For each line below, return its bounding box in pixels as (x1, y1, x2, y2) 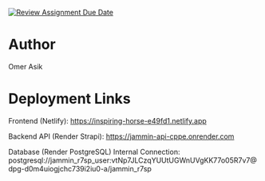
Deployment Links (8, 90, 131, 108)
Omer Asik (8, 61, 43, 71)
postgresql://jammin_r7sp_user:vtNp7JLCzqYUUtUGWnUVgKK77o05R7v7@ (8, 155, 257, 165)
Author (8, 36, 56, 53)
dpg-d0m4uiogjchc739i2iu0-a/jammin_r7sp (8, 163, 152, 173)
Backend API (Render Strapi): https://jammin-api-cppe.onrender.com (8, 132, 235, 141)
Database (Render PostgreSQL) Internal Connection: (8, 147, 180, 156)
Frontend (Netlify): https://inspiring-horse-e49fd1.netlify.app (8, 116, 208, 125)
